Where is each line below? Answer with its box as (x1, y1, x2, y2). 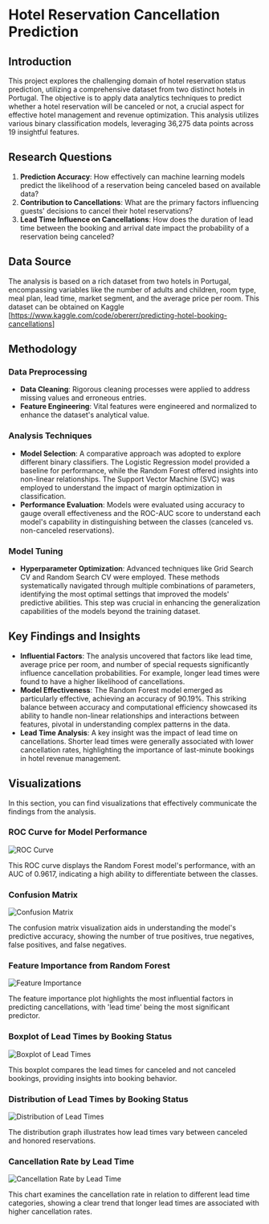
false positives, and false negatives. (8, 940, 127, 950)
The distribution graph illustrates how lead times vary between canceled (8, 1128, 247, 1137)
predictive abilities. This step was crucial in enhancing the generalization (19, 597, 261, 608)
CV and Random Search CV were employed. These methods (19, 572, 220, 582)
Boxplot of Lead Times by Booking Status (8, 1031, 173, 1042)
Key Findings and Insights (8, 629, 141, 644)
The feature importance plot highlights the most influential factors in (8, 994, 234, 1004)
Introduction (8, 55, 72, 68)
